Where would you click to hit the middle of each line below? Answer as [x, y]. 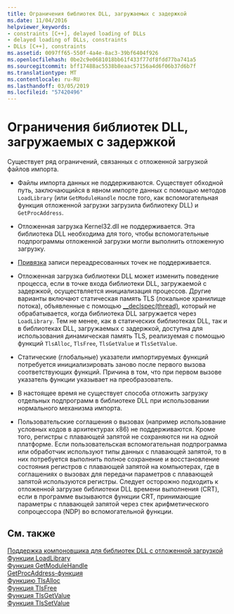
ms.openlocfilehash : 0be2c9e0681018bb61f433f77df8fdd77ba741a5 [102, 60]
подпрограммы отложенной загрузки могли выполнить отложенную [121, 242]
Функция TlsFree [32, 588]
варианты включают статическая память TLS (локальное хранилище [122, 299]
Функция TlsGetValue [39, 595]
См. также [32, 533]
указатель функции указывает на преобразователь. [95, 380]
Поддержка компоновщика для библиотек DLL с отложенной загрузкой [115, 551]
